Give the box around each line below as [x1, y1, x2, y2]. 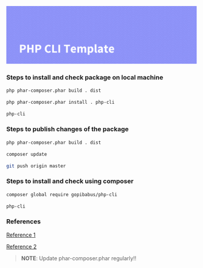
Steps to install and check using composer [6, 177, 134, 185]
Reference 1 [6, 231, 36, 238]
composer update [6, 151, 47, 157]
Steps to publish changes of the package [6, 125, 129, 133]
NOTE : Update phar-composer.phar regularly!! [21, 254, 137, 262]
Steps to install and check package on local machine [6, 73, 164, 81]
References [6, 217, 41, 226]
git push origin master [6, 163, 66, 169]
